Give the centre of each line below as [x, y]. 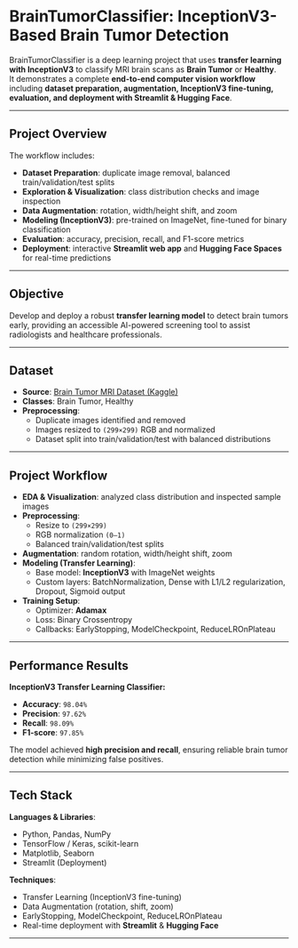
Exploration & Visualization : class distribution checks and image [141, 191]
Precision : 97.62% [54, 714]
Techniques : [32, 880]
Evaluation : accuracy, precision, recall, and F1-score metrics [133, 238]
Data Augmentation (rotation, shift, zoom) [98, 906]
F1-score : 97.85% [53, 732]
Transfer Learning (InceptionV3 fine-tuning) [102, 896]
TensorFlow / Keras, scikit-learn [80, 843]
